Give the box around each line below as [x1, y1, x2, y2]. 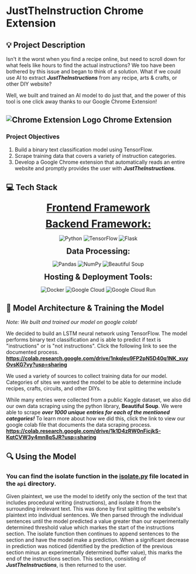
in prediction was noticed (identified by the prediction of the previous [6, 543, 173, 549]
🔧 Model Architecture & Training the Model [6, 303, 164, 313]
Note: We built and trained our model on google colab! [6, 319, 137, 326]
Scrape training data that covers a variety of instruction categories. [14, 152, 177, 159]
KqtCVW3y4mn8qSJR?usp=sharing [6, 434, 97, 441]
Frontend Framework [46, 201, 150, 214]
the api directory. [6, 480, 57, 488]
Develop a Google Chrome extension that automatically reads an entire [14, 158, 185, 166]
